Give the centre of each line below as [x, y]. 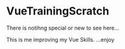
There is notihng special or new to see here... [63, 28]
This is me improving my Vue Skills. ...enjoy [60, 39]
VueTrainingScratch [58, 11]
